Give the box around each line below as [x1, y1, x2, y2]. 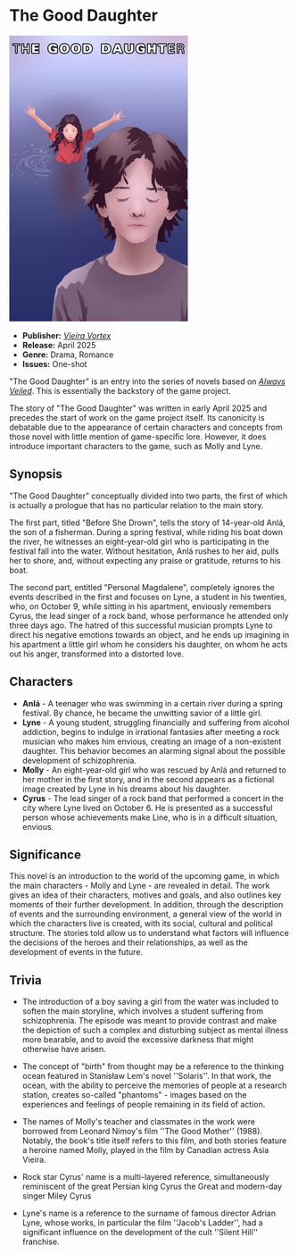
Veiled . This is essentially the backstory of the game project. [9, 385, 232, 396]
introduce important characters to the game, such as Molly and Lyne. [9, 440, 263, 451]
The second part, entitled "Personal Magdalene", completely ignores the [9, 581, 275, 592]
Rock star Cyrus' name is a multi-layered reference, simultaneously [21, 1172, 269, 1183]
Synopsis [9, 466, 62, 482]
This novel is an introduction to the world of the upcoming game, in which [9, 871, 280, 882]
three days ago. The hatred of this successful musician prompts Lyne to [9, 620, 274, 631]
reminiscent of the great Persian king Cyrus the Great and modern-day [21, 1181, 283, 1192]
